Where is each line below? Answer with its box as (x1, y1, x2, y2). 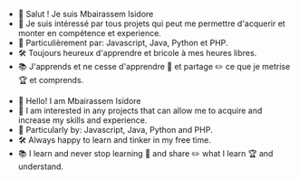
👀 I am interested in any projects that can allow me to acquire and (17, 105, 263, 116)
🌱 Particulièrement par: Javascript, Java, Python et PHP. (17, 37, 228, 48)
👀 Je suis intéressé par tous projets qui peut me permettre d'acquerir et (17, 18, 285, 29)
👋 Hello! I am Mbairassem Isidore (17, 96, 141, 106)
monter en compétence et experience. (17, 28, 161, 38)
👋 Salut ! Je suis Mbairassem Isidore (17, 9, 154, 19)
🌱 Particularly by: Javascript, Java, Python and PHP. (17, 125, 213, 135)
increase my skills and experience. (17, 115, 148, 126)
